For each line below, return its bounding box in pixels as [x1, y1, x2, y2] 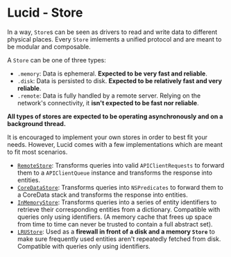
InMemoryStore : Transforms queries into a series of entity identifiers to [17, 197, 217, 206]
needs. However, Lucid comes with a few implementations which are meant [7, 140, 223, 148]
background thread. [7, 119, 66, 127]
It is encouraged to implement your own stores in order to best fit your [7, 133, 208, 141]
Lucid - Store [7, 5, 83, 21]
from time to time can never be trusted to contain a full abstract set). [17, 220, 213, 228]
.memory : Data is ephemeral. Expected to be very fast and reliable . [17, 69, 208, 78]
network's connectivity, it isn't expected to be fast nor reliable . [17, 98, 199, 107]
